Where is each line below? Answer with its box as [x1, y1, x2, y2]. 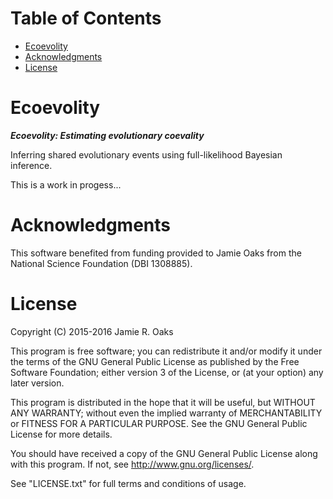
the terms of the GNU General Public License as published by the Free [10, 355, 300, 367]
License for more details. [10, 428, 113, 440]
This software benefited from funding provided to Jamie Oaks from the [10, 247, 302, 259]
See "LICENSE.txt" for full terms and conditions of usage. [10, 477, 247, 489]
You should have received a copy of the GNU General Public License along [10, 447, 318, 459]
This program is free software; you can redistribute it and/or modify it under [10, 345, 323, 357]
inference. [10, 159, 53, 171]
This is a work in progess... [10, 178, 122, 191]
